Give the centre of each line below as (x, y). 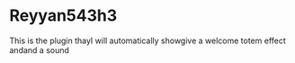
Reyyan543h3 (63, 16)
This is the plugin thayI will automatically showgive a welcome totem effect (147, 40)
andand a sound (40, 49)
